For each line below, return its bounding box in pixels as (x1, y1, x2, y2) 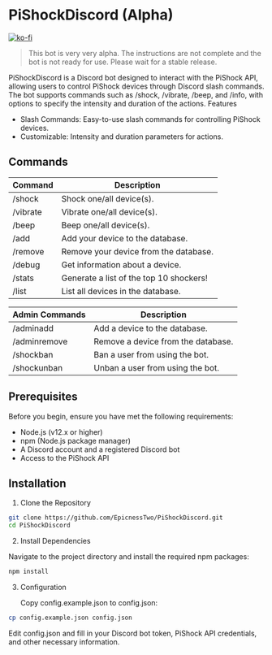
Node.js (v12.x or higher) (19, 427, 103, 436)
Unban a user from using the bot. (93, 362, 220, 373)
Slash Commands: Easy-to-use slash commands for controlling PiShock (19, 114, 261, 124)
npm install (8, 567, 49, 576)
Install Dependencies (19, 536, 91, 546)
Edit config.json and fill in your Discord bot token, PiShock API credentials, (8, 628, 257, 638)
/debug (12, 258, 41, 270)
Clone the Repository (19, 498, 92, 508)
